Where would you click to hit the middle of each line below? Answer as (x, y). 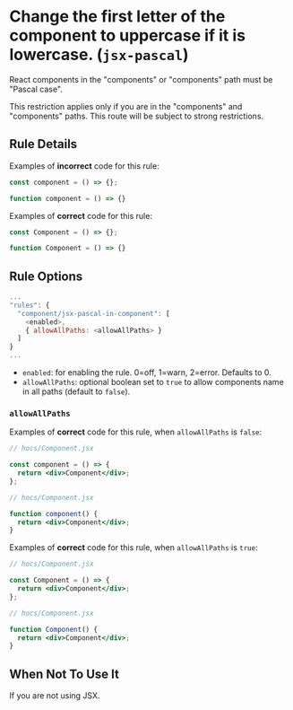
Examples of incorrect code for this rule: (84, 166)
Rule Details (43, 144)
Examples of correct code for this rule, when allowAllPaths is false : (136, 432)
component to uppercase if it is (128, 35)
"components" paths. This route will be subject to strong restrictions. (137, 116)
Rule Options (46, 276)
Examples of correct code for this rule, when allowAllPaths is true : (134, 548)
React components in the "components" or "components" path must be (141, 79)
